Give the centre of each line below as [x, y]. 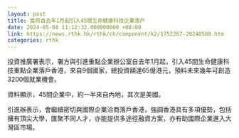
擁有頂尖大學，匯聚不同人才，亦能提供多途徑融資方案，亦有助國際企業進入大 [119, 119]
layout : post [27, 14]
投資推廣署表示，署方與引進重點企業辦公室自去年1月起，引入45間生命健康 [116, 62]
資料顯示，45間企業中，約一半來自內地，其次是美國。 [86, 95]
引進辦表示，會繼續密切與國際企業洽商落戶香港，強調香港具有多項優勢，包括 [119, 110]
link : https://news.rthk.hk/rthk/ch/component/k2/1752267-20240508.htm [116, 34]
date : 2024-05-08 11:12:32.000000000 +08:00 [74, 27]
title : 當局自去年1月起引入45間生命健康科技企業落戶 [76, 21]
